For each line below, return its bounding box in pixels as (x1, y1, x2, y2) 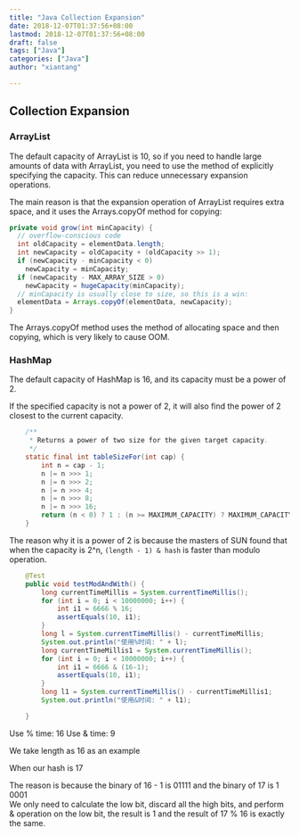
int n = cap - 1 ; (41, 460, 105, 469)
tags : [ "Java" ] (9, 46, 66, 55)
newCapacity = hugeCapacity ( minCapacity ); (25, 281, 185, 290)
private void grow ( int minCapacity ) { (9, 223, 153, 232)
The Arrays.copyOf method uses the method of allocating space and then (9, 322, 279, 333)
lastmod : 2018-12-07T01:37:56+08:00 (9, 29, 145, 38)
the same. (9, 817, 46, 828)
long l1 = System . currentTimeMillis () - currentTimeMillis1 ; (41, 688, 273, 697)
